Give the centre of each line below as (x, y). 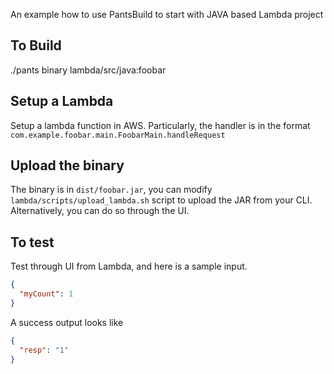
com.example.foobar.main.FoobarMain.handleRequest (118, 135)
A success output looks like (67, 322)
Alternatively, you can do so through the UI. (100, 211)
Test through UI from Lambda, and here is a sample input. (129, 266)
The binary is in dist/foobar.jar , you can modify (111, 190)
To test (32, 242)
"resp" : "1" (44, 350)
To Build (36, 45)
